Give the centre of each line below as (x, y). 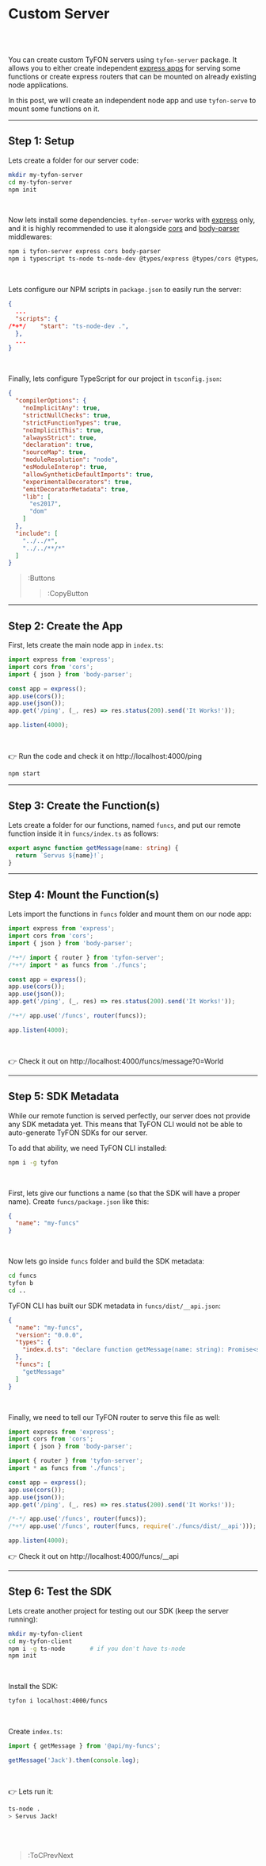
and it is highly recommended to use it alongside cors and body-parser (124, 229)
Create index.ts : (36, 1732)
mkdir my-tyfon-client (46, 1633)
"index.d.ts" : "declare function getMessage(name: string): (123, 1350)
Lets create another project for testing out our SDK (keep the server (119, 1610)
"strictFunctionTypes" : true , (72, 423)
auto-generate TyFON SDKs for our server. (78, 1133)
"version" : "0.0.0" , (49, 1335)
